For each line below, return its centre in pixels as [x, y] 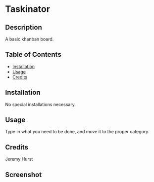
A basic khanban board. [29, 39]
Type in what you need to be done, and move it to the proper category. [77, 132]
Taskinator [28, 9]
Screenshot [24, 174]
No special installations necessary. [40, 104]
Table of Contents [33, 55]
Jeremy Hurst [19, 159]
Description [24, 27]
